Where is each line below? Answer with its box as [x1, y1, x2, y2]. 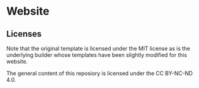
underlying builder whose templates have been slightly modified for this [6, 51, 187, 59]
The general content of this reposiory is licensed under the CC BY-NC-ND [6, 70, 193, 77]
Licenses [6, 29, 42, 39]
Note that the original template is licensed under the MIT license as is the [6, 45, 190, 52]
